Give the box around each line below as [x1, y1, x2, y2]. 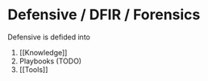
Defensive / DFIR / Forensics [7, 6, 201, 24]
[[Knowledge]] [19, 47, 68, 57]
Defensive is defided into [7, 32, 90, 42]
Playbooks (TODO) [19, 56, 82, 66]
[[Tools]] [19, 64, 48, 74]
